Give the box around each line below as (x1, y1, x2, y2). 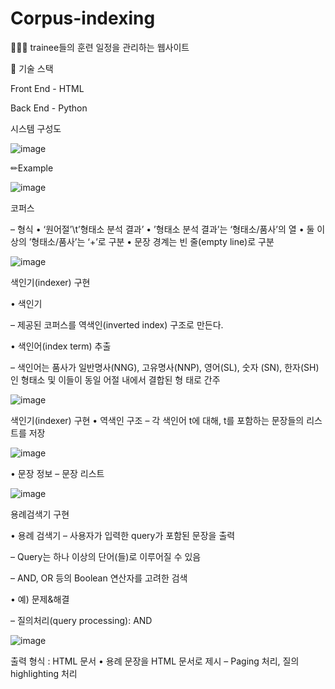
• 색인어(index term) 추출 (10, 340, 112, 352)
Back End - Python (10, 102, 88, 114)
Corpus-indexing (10, 7, 156, 30)
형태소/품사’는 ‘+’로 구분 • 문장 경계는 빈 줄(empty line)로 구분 (31, 235, 275, 247)
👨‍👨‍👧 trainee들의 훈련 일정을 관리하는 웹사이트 (10, 41, 190, 53)
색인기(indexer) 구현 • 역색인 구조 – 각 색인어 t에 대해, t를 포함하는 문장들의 (10, 414, 305, 426)
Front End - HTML (10, 82, 85, 94)
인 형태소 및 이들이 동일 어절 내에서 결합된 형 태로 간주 (10, 373, 221, 386)
